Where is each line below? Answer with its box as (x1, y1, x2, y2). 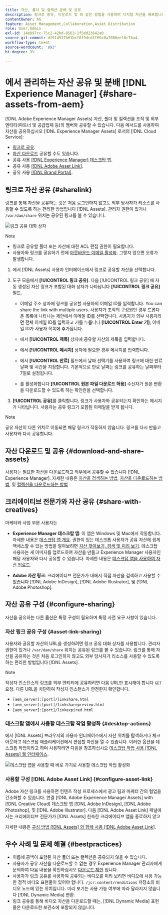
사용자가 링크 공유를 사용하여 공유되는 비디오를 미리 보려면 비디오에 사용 (12, 873, 153, 879)
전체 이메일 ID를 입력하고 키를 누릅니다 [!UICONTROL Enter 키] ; (25, 319, 151, 325)
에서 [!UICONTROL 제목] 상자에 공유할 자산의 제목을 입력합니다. (19, 336, 145, 342)
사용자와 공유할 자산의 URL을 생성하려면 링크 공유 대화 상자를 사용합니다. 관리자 (5, 640, 160, 646)
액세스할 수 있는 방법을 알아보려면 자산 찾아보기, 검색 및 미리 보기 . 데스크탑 (12, 543, 158, 549)
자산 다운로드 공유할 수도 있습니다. (12, 151, 79, 157)
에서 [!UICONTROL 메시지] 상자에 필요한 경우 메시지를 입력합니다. (19, 347, 149, 353)
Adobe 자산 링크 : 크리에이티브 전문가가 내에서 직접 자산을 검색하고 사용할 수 (12, 572, 161, 578)
